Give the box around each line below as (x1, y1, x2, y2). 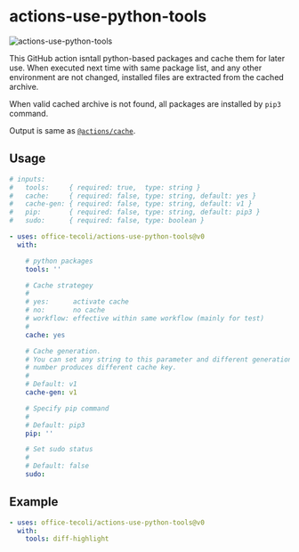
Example (9, 494, 59, 509)
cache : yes (25, 330, 66, 339)
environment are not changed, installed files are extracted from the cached (9, 71, 285, 82)
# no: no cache (25, 305, 105, 315)
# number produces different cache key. (25, 363, 177, 372)
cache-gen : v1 (25, 388, 77, 397)
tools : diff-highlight (25, 534, 109, 544)
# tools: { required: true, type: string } (9, 183, 201, 192)
